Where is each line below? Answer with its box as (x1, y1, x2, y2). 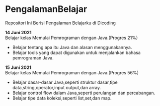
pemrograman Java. (12, 54, 54, 60)
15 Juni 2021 (5, 64, 31, 70)
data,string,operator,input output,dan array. (12, 84, 101, 90)
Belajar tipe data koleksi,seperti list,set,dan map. (12, 95, 112, 101)
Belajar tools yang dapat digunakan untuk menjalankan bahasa (12, 50, 141, 55)
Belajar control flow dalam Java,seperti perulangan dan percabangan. (12, 90, 156, 96)
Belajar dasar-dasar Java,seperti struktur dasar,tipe (12, 79, 118, 85)
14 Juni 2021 (5, 29, 32, 35)
